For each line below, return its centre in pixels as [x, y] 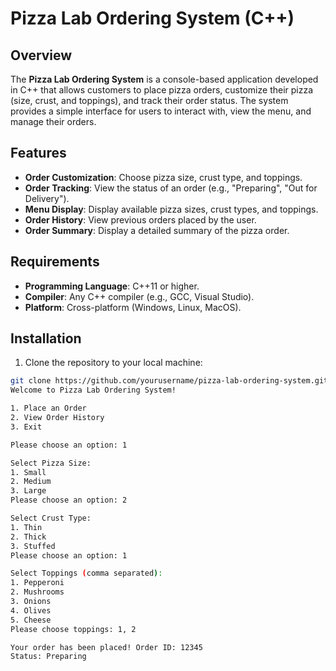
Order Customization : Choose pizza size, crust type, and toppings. [163, 177]
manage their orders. [53, 121]
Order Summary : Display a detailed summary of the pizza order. [157, 230]
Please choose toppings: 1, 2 [73, 629]
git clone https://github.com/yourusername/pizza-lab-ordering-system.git [169, 381]
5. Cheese [31, 620]
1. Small [28, 472]
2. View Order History [57, 418]
